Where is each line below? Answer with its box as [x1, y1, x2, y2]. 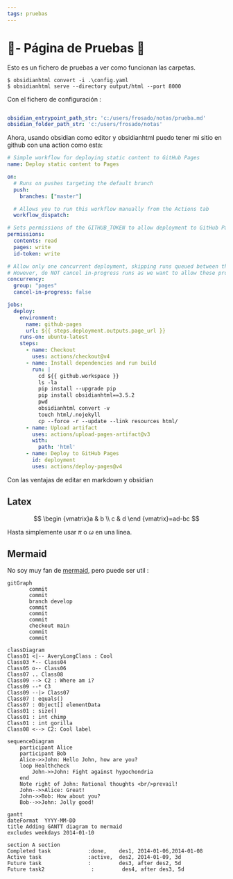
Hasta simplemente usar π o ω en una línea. [7, 528, 132, 536]
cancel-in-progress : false [13, 289, 92, 296]
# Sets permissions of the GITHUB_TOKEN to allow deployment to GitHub [7, 224, 218, 232]
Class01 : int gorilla [7, 720, 73, 727]
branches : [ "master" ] [19, 193, 82, 200]
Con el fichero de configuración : [7, 95, 102, 103]
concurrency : [7, 276, 45, 283]
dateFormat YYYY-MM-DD [7, 817, 76, 825]
